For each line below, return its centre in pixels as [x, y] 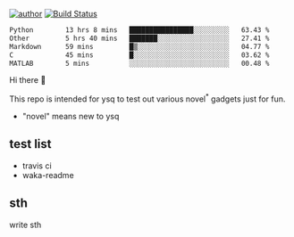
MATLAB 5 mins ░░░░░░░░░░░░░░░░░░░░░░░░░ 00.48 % [139, 63]
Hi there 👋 [28, 80]
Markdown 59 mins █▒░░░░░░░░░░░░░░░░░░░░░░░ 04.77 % [139, 46]
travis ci [37, 166]
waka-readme [48, 175]
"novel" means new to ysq [71, 117]
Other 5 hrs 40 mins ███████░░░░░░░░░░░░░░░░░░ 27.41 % [139, 38]
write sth [25, 225]
